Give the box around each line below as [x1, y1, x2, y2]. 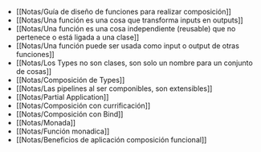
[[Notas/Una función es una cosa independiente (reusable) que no [15, 24, 236, 33]
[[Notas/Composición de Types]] [15, 76, 125, 84]
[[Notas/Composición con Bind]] [15, 109, 124, 119]
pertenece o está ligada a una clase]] [15, 32, 140, 42]
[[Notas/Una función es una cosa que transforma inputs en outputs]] [15, 15, 243, 25]
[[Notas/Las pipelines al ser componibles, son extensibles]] [15, 84, 213, 93]
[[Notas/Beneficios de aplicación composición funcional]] [15, 135, 207, 144]
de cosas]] [15, 67, 52, 76]
